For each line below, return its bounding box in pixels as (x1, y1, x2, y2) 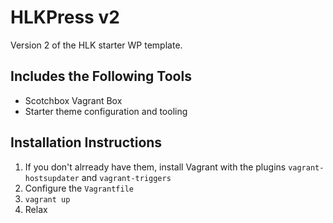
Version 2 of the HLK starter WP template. (10, 39, 183, 51)
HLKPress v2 (10, 6, 120, 29)
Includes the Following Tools (10, 68, 192, 85)
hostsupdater (24, 173, 80, 183)
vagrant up (24, 194, 71, 205)
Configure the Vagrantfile (24, 182, 134, 194)
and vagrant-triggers (81, 171, 172, 183)
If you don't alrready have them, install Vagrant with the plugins (24, 161, 287, 173)
